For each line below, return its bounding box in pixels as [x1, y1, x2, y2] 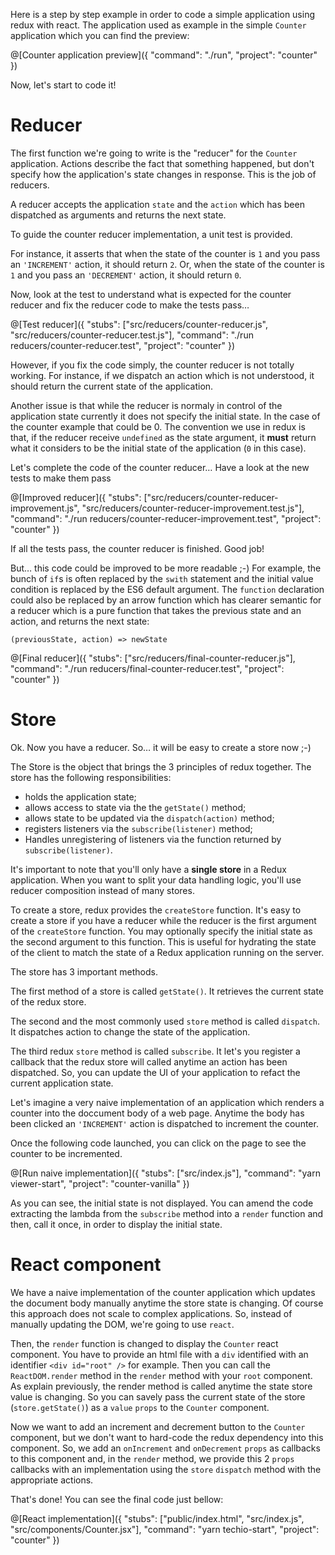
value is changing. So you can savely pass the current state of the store [10, 1390, 306, 1403]
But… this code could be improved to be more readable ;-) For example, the [10, 562, 322, 574]
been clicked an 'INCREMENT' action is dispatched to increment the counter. [10, 1117, 319, 1129]
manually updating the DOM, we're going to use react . [10, 1318, 235, 1330]
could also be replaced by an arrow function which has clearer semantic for [10, 594, 322, 606]
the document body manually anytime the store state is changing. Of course [10, 1297, 324, 1309]
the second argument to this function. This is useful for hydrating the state [10, 935, 317, 948]
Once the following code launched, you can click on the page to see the [10, 1137, 307, 1149]
